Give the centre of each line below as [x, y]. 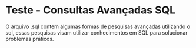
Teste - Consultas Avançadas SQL [91, 10]
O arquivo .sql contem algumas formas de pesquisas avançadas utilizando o [98, 26]
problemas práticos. [30, 39]
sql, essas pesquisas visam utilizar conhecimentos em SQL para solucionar [97, 32]
